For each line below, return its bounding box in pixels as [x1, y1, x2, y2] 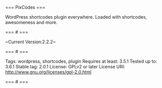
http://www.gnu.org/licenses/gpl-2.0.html [5, 69, 92, 75]
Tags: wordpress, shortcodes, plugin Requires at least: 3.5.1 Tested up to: [5, 58, 157, 64]
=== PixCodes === [5, 5, 45, 10]
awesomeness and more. [5, 20, 58, 25]
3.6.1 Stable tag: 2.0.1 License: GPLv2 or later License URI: [5, 64, 125, 69]
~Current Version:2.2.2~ [5, 39, 57, 45]
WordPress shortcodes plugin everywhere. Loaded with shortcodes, [5, 14, 147, 20]
